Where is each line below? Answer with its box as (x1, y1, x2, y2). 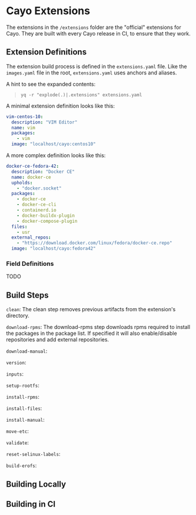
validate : (6, 439, 29, 446)
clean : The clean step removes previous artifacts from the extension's (6, 306, 176, 313)
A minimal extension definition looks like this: (6, 102, 115, 109)
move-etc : (6, 428, 29, 435)
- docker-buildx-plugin (16, 213, 75, 219)
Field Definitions (6, 259, 54, 268)
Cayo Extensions (6, 4, 90, 18)
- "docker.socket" (16, 185, 62, 191)
